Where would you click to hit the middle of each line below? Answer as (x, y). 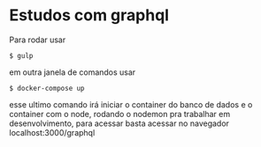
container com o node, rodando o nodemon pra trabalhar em (120, 114)
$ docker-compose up (47, 88)
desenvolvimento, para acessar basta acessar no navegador (119, 123)
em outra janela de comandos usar (73, 72)
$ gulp (21, 55)
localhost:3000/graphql (52, 132)
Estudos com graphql (89, 15)
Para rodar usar (38, 40)
